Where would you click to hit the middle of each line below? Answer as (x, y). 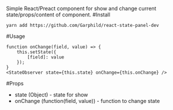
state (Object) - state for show (51, 95)
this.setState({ (37, 52)
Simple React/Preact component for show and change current (81, 8)
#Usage (16, 36)
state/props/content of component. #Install (58, 15)
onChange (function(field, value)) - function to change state (87, 101)
